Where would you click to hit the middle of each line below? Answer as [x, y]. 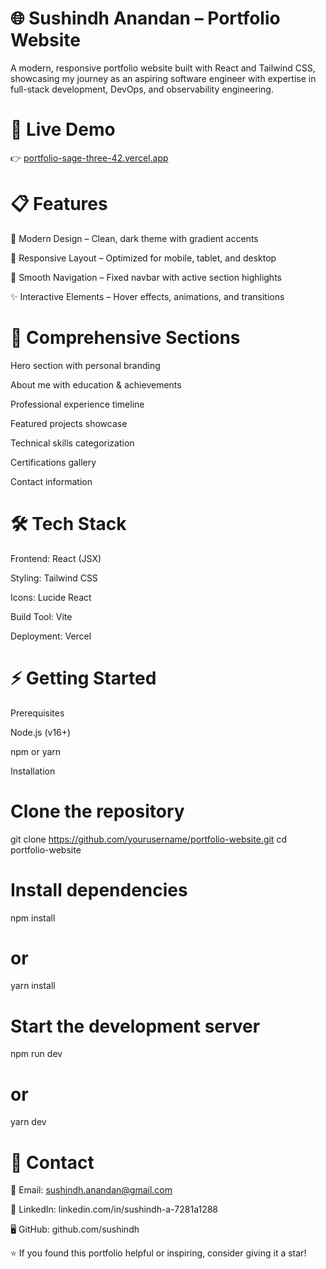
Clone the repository [97, 811]
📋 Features [59, 204]
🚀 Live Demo [63, 129]
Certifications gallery [53, 462]
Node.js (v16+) [41, 732]
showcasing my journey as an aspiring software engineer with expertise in [163, 78]
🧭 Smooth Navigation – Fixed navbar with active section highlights [146, 277]
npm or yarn [36, 751]
